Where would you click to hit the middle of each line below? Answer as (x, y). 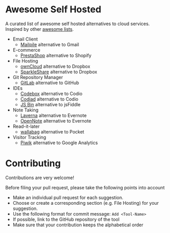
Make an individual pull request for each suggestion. (68, 197)
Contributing (33, 163)
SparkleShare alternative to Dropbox (59, 72)
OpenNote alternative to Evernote (56, 121)
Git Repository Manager (38, 77)
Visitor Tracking (29, 137)
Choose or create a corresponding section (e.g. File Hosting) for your (86, 203)
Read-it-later (26, 126)
